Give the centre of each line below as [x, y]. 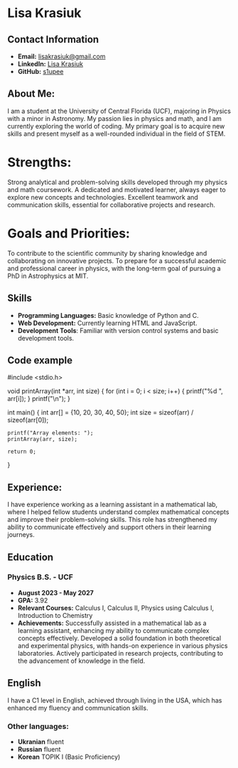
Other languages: [38, 726]
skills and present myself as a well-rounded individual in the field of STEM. [117, 134]
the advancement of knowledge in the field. [81, 661]
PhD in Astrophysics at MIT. [48, 276]
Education [31, 557]
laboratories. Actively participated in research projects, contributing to [120, 653]
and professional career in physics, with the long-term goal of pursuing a [114, 268]
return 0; [22, 452]
